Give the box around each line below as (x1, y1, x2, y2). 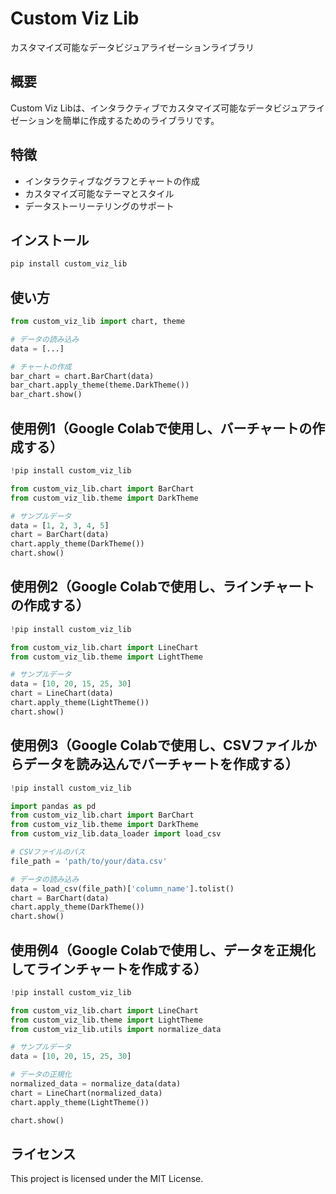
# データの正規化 (10, 1070, 72, 1080)
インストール (10, 232, 90, 249)
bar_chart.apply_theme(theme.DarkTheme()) (10, 380, 190, 391)
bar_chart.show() (10, 390, 83, 400)
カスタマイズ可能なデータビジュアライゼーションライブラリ (10, 41, 255, 53)
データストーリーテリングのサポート (24, 200, 175, 212)
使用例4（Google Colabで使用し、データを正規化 (10, 942, 316, 959)
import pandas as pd (10, 801, 97, 811)
